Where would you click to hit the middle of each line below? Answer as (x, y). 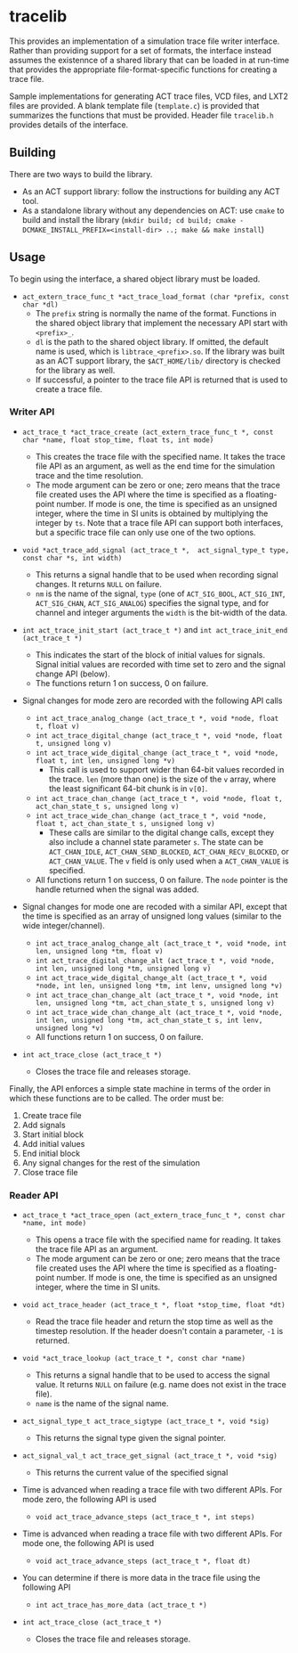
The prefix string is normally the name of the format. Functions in (156, 313)
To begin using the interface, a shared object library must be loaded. (135, 279)
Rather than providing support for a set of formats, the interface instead (141, 50)
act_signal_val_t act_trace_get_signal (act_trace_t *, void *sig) (149, 1456)
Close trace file (50, 1172)
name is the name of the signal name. (102, 1403)
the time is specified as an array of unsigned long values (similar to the (152, 916)
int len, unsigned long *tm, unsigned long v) (123, 969)
